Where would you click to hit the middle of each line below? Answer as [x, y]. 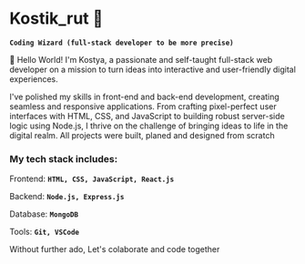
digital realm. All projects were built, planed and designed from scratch [142, 135]
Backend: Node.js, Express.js [67, 197]
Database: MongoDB [44, 214]
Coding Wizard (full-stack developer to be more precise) [122, 43]
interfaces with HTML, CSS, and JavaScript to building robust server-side [147, 116]
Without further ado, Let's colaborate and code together [115, 249]
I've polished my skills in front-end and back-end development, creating [144, 96]
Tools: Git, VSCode [45, 232]
